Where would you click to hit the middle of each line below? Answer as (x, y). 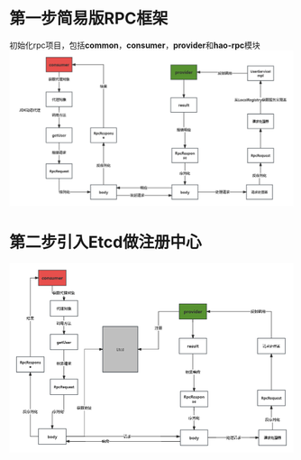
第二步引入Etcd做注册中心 (106, 242)
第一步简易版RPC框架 (89, 18)
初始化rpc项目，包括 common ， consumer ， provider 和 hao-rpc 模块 (135, 45)
